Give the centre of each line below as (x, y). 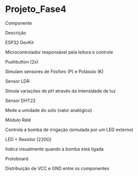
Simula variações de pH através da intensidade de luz (60, 90)
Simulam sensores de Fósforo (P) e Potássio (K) (54, 71)
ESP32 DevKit (19, 42)
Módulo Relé (18, 120)
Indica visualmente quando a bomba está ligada (54, 149)
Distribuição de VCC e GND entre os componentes (57, 168)
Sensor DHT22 (20, 100)
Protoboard (17, 158)
